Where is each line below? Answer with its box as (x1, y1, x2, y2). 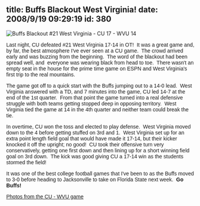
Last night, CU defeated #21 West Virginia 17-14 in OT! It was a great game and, (6, 41, 195, 48)
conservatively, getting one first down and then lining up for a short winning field (6, 147, 190, 154)
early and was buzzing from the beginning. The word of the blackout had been (6, 53, 188, 60)
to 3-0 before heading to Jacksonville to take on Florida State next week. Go (6, 176, 184, 183)
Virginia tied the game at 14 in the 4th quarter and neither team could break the (6, 106, 189, 113)
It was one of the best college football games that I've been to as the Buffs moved (6, 170, 194, 177)
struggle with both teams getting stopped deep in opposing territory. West (6, 100, 177, 107)
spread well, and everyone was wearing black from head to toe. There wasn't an (6, 59, 194, 66)
